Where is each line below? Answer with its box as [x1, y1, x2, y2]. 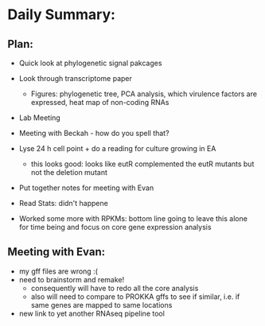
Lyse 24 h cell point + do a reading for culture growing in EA [18, 144, 216, 153]
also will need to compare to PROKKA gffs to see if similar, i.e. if [30, 292, 240, 301]
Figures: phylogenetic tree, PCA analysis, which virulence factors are [30, 89, 258, 99]
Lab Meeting [18, 113, 60, 122]
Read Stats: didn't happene [18, 199, 108, 208]
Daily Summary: [7, 6, 116, 24]
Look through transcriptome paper [18, 74, 133, 83]
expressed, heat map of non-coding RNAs [30, 98, 170, 107]
